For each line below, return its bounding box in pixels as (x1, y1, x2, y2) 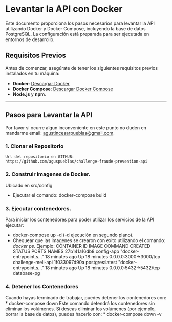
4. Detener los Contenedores (5, 283, 78, 290)
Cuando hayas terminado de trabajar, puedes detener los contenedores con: (5, 294, 166, 300)
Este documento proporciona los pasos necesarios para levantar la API (5, 20, 155, 26)
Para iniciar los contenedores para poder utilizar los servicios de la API (5, 216, 155, 223)
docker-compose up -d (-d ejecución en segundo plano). (12, 232, 134, 238)
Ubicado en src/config (5, 183, 53, 189)
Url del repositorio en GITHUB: (5, 154, 74, 159)
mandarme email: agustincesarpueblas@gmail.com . (5, 130, 115, 136)
